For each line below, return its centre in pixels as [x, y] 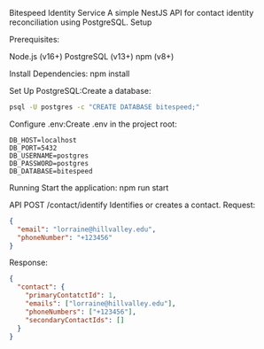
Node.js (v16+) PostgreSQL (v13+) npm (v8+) [92, 56]
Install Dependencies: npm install [70, 74]
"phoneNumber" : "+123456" [65, 237]
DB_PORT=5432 [33, 148]
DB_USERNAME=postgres [49, 155]
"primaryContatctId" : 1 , [71, 296]
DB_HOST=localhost [43, 140]
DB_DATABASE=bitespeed [51, 171]
